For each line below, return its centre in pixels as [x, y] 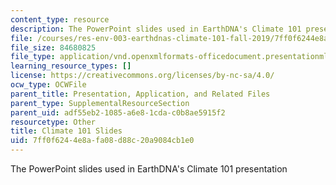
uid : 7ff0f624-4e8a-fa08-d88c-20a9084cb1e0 [102, 141]
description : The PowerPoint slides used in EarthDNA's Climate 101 [156, 29]
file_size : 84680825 [53, 47]
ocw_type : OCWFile [48, 85]
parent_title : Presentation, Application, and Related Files [140, 94]
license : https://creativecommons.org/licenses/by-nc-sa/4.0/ [142, 76]
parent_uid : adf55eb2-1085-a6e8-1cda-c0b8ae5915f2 [118, 112]
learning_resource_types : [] [71, 66]
